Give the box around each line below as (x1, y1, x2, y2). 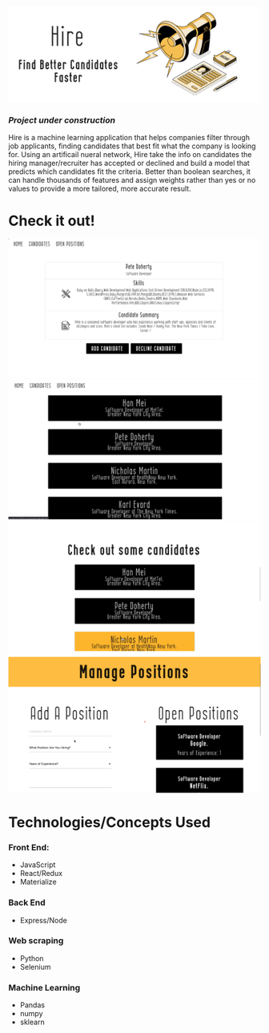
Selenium (19, 962, 51, 971)
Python (19, 953, 44, 963)
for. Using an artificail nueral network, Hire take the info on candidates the (8, 150, 252, 159)
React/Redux (19, 869, 62, 878)
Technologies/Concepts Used (8, 813, 211, 831)
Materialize (19, 877, 58, 887)
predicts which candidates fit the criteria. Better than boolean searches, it (8, 167, 251, 176)
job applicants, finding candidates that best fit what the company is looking (8, 141, 256, 151)
